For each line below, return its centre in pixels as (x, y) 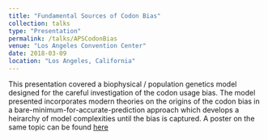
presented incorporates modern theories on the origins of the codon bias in (134, 101)
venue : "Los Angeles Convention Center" (78, 46)
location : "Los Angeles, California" (72, 62)
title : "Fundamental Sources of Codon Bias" (85, 16)
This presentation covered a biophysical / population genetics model (123, 84)
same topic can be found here (59, 127)
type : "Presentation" (45, 31)
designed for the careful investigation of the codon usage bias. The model (132, 92)
